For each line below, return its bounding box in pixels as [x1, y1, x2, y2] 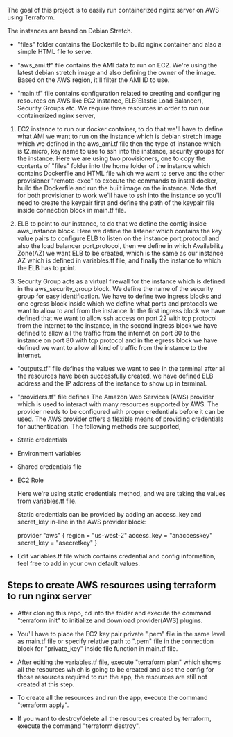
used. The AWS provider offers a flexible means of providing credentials [17, 415, 224, 423]
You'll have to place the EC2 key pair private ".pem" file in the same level [17, 629, 225, 638]
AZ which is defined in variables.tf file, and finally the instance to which [17, 256, 221, 265]
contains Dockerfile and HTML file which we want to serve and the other [17, 169, 225, 177]
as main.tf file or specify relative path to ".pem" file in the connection [17, 637, 214, 645]
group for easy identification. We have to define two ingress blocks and [17, 292, 222, 300]
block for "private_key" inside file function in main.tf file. [17, 644, 178, 652]
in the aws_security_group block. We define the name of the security [17, 285, 214, 292]
